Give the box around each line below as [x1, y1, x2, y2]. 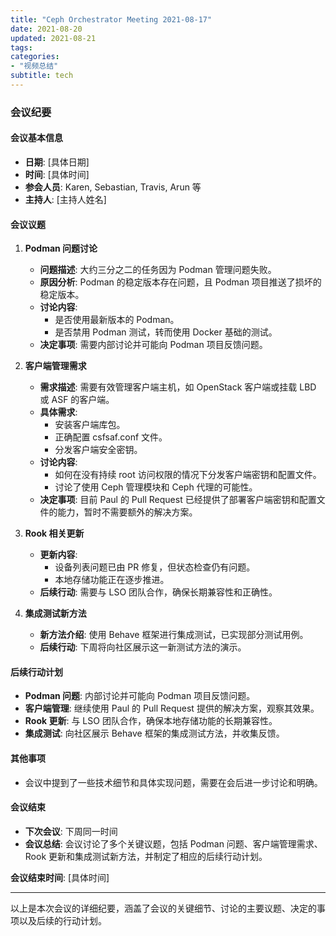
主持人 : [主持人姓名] [24, 194, 107, 205]
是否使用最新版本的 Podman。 [54, 314, 180, 326]
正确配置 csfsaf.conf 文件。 [54, 431, 168, 443]
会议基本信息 [10, 132, 63, 144]
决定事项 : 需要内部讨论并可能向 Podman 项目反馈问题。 [39, 339, 268, 351]
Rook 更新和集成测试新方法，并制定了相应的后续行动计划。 [24, 850, 268, 862]
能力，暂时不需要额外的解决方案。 [57, 506, 198, 518]
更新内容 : [39, 549, 78, 561]
